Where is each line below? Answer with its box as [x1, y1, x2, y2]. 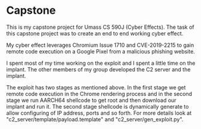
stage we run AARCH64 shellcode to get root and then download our [6, 97, 177, 104]
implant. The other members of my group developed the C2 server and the [6, 65, 191, 73]
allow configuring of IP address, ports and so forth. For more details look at [6, 109, 192, 116]
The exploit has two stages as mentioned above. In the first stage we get [6, 83, 186, 91]
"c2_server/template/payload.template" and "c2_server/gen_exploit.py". [6, 115, 184, 123]
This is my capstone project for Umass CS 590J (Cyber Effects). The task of [6, 23, 194, 31]
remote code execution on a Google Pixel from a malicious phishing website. [6, 47, 195, 55]
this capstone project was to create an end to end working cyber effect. [6, 29, 184, 37]
